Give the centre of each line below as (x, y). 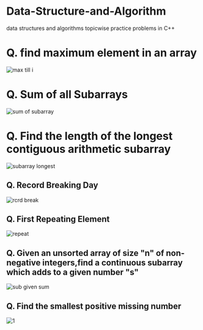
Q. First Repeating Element (58, 219)
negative (24, 262)
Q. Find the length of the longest (90, 136)
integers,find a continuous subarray (113, 262)
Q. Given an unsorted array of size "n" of (85, 253)
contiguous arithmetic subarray (89, 149)
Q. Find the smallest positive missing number (94, 306)
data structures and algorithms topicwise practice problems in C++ (91, 28)
